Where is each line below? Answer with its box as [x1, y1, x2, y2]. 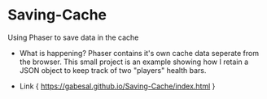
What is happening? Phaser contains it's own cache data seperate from [19, 48, 260, 58]
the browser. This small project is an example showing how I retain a [19, 57, 249, 67]
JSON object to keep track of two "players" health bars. [19, 65, 207, 75]
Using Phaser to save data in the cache [7, 32, 139, 42]
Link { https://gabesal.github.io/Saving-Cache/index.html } [19, 81, 216, 91]
